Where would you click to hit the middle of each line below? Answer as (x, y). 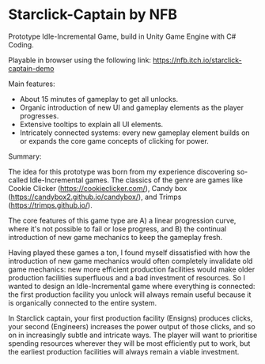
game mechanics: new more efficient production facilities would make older (132, 269)
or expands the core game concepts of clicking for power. (114, 141)
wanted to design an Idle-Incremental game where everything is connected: (132, 286)
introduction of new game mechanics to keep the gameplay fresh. (115, 237)
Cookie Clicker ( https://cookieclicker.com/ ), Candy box (98, 188)
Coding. (21, 44)
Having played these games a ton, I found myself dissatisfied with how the (129, 252)
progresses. (39, 115)
